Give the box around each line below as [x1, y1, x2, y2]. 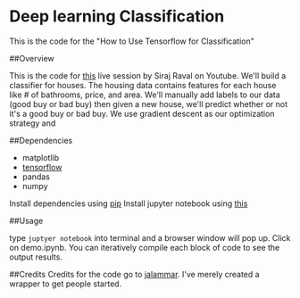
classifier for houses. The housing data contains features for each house [9, 79, 277, 90]
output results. [9, 252, 62, 262]
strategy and [9, 118, 56, 128]
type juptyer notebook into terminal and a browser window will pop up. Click [9, 232, 291, 243]
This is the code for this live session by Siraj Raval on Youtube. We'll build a [9, 70, 287, 81]
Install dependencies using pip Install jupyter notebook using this [9, 198, 248, 209]
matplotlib [21, 152, 60, 162]
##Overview [9, 53, 55, 63]
